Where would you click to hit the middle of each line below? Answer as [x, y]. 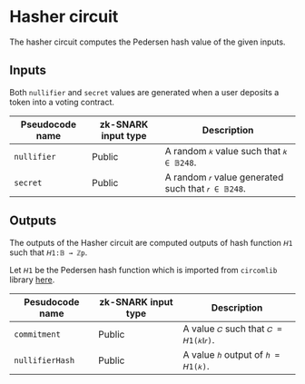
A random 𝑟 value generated [224, 177]
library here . [32, 280]
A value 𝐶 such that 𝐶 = [232, 329]
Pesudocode [52, 301]
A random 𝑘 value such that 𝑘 [226, 151]
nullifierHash [44, 360]
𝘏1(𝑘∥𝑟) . [199, 340]
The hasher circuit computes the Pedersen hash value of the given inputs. [148, 42]
